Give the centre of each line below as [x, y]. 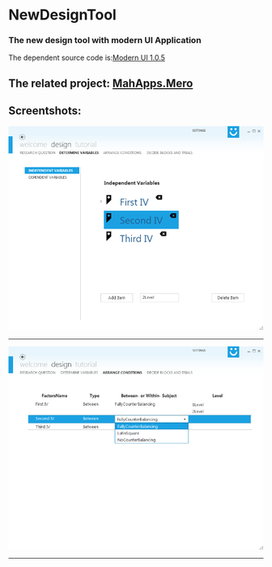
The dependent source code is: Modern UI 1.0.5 [87, 58]
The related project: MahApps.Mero [101, 83]
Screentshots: [45, 111]
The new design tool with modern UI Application [105, 40]
